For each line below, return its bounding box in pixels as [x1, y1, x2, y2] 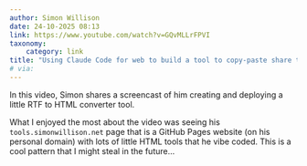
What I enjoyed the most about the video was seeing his [9, 116, 221, 128]
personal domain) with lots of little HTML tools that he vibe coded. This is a [9, 136, 291, 147]
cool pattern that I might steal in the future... [9, 145, 175, 156]
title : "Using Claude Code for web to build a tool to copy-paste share [9, 56, 292, 65]
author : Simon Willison [9, 13, 101, 23]
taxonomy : [9, 38, 48, 48]
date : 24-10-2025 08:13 [9, 22, 101, 31]
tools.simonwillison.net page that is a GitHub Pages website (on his [9, 126, 270, 137]
